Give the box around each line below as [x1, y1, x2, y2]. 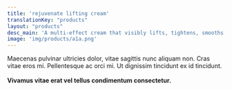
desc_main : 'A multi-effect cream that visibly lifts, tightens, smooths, [7, 29, 227, 36]
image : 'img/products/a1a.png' [7, 36, 97, 43]
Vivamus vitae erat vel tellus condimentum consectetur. [7, 76, 171, 85]
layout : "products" [7, 23, 64, 30]
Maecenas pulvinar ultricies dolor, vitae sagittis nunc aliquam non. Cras [7, 54, 211, 63]
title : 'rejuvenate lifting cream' [7, 10, 110, 17]
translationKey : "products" [7, 16, 88, 23]
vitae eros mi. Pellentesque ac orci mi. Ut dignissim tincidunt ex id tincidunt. [7, 62, 222, 70]
